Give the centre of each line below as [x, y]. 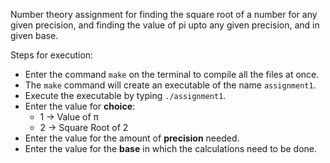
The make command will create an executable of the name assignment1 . [170, 85]
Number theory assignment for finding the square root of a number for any [164, 14]
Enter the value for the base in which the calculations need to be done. [171, 148]
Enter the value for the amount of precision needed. [132, 138]
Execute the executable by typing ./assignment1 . [125, 95]
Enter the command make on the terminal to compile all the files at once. [172, 74]
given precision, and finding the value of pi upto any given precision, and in [165, 25]
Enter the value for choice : [80, 106]
